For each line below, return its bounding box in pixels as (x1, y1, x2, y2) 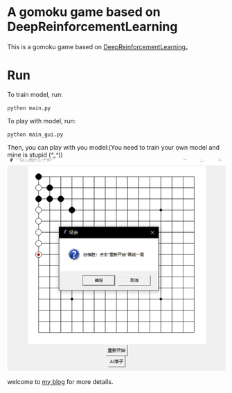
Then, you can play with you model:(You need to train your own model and (7, 143, 220, 151)
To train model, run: (7, 90, 64, 98)
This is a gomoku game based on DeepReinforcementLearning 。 (7, 42, 192, 51)
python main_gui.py (7, 131, 64, 138)
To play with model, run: (7, 116, 76, 125)
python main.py (7, 105, 51, 112)
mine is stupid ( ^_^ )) (7, 150, 64, 159)
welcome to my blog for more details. (7, 377, 114, 385)
